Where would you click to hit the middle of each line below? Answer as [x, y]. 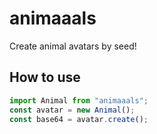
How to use [45, 77]
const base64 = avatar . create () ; [79, 119]
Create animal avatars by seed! [73, 46]
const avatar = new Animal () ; [72, 110]
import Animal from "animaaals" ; [79, 100]
